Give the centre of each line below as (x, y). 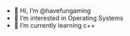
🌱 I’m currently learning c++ (54, 25)
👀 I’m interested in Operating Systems (69, 18)
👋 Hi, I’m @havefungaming (52, 11)
